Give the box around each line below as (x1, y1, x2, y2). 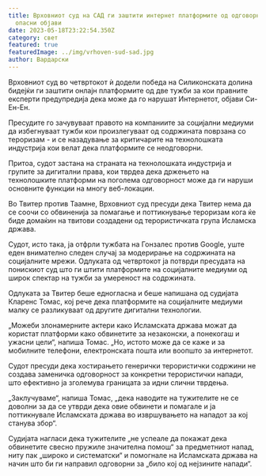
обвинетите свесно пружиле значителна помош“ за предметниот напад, (8, 442, 255, 451)
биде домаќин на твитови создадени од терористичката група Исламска (8, 215, 256, 225)
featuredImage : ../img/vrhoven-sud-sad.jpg (8, 48, 154, 56)
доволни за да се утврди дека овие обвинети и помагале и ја (8, 401, 216, 411)
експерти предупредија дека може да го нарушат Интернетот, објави (8, 94, 244, 104)
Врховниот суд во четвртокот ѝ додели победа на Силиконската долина (8, 77, 253, 87)
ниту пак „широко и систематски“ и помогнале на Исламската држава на (8, 450, 258, 459)
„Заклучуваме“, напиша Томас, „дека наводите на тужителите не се (8, 393, 239, 402)
